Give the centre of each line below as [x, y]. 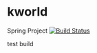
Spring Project [28, 31]
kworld [28, 12]
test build [20, 43]
